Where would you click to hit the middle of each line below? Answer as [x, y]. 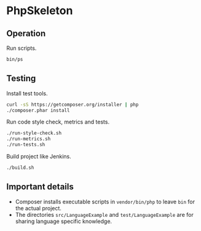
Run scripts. [22, 48]
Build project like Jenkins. [39, 157]
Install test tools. [27, 93]
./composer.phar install [38, 110]
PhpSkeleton [40, 11]
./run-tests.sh [26, 145]
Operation [26, 33]
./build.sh [20, 168]
